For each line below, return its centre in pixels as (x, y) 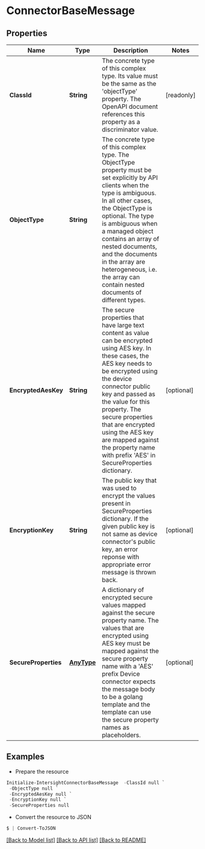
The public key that (129, 480)
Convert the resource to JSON (53, 817)
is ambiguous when (130, 224)
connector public (126, 386)
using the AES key (128, 432)
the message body (128, 689)
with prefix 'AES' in (128, 455)
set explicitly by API (130, 178)
